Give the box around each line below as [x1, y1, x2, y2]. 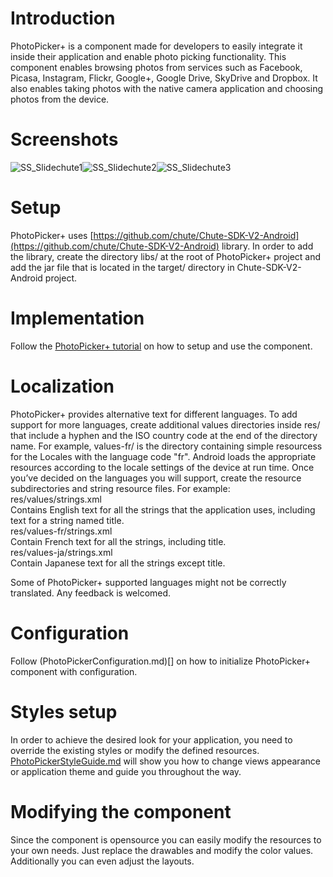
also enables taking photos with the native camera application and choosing [10, 82, 324, 94]
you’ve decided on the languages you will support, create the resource [10, 472, 302, 484]
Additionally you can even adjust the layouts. [10, 855, 195, 867]
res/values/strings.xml [10, 493, 102, 505]
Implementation [10, 307, 145, 329]
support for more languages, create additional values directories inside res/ [10, 418, 321, 431]
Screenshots [10, 128, 119, 151]
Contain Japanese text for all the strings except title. [10, 557, 226, 569]
